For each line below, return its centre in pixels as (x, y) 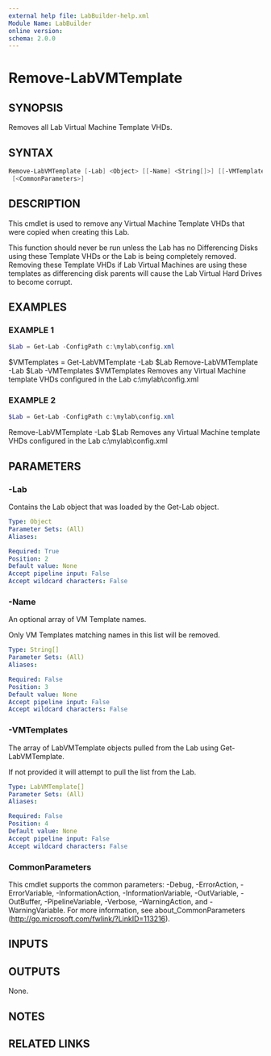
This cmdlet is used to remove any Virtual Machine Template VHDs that (127, 223)
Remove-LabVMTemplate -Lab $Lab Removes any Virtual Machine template (134, 432)
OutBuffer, (25, 901)
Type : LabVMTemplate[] (46, 787)
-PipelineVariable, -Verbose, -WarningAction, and (126, 901)
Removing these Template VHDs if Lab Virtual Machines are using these (128, 265)
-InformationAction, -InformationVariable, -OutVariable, (148, 893)
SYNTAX (31, 153)
